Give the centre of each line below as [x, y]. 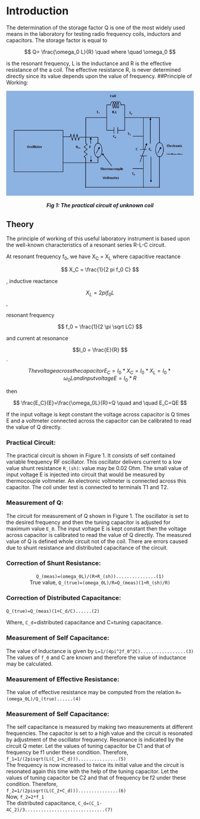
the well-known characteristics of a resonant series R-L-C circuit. [86, 245]
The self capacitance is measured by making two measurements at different [99, 727]
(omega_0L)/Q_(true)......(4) [44, 699]
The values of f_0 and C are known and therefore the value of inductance [96, 657]
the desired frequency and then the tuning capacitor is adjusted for [88, 522]
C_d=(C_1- [90, 804]
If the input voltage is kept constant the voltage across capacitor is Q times [98, 415]
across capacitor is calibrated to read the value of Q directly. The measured [99, 535]
